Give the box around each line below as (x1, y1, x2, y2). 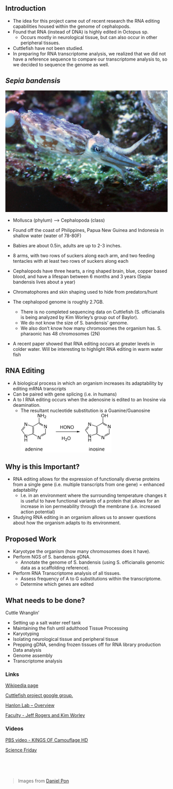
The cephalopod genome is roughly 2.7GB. (12, 298, 104, 305)
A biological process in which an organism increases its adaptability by (12, 380, 163, 386)
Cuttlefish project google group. (5, 692, 73, 698)
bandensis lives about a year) (12, 279, 76, 285)
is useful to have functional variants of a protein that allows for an (20, 498, 160, 504)
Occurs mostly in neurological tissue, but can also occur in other (20, 34, 158, 40)
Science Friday (5, 747, 37, 753)
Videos (5, 725, 24, 732)
